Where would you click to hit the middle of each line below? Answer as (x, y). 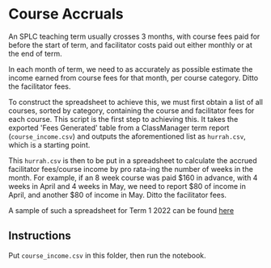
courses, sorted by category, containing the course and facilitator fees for (131, 111)
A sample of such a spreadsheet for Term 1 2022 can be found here (121, 210)
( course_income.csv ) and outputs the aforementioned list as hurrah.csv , (127, 136)
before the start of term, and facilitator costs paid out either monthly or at (131, 44)
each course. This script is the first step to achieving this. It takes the (123, 119)
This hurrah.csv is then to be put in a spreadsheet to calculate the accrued (133, 160)
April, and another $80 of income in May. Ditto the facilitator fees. (118, 195)
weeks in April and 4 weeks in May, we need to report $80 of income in (127, 186)
